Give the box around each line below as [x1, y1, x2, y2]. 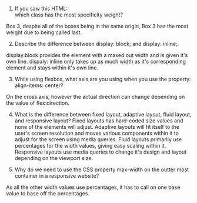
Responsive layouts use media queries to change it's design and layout [14, 148, 187, 155]
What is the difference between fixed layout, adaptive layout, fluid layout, [14, 111, 192, 118]
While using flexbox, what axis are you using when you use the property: [14, 76, 191, 82]
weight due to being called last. [6, 29, 82, 36]
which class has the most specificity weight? [14, 11, 123, 18]
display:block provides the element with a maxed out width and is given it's [6, 52, 188, 58]
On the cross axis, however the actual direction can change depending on [6, 94, 185, 100]
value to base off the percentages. [6, 190, 90, 197]
